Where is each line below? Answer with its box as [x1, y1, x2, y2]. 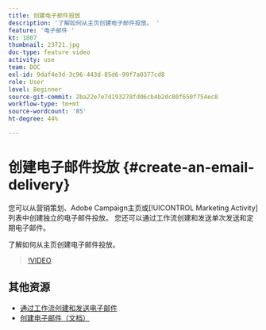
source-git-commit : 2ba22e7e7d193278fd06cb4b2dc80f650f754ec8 [8, 93, 218, 101]
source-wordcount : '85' [8, 108, 87, 116]
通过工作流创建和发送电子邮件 [19, 303, 118, 313]
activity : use [8, 56, 56, 64]
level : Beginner [8, 85, 62, 94]
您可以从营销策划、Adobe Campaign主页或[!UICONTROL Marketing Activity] [8, 203, 258, 213]
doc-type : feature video [8, 48, 91, 56]
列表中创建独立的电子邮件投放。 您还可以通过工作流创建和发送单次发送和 [8, 213, 247, 222]
